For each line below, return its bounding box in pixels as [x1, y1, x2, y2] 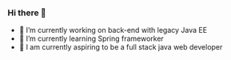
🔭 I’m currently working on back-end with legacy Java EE [18, 26, 208, 35]
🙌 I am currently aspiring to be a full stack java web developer [18, 42, 223, 52]
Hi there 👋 [7, 7, 47, 18]
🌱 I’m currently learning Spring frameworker [18, 34, 165, 43]
